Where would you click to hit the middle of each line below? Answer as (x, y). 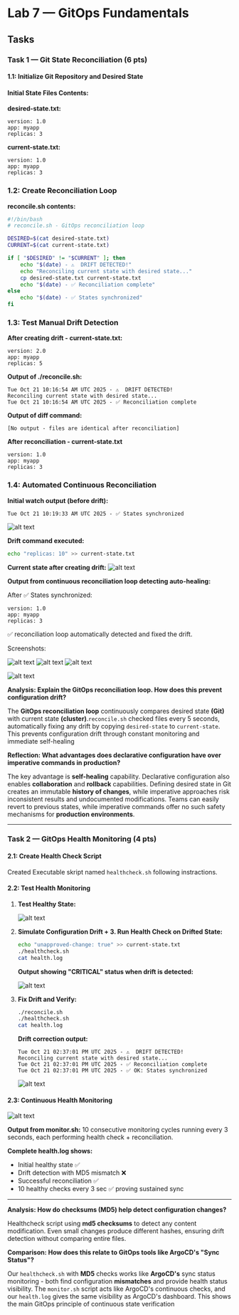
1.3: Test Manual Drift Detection (63, 323)
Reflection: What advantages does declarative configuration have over (115, 755)
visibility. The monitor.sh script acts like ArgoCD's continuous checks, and (116, 1289)
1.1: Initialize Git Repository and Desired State (75, 77)
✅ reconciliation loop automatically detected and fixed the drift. (100, 634)
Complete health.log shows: (50, 1151)
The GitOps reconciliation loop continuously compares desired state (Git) (116, 711)
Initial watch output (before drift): (58, 500)
